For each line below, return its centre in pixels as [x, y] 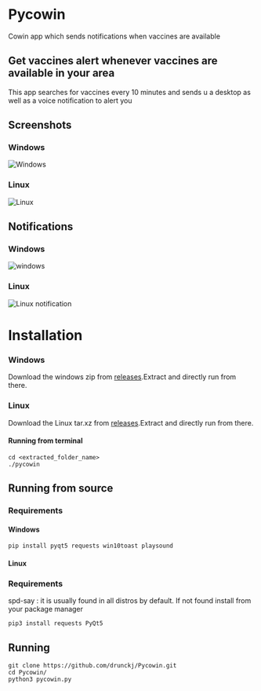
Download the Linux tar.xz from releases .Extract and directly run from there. [131, 422]
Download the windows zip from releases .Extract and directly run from [122, 377]
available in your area [62, 73]
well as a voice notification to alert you [70, 101]
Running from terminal [45, 441]
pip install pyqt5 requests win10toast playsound [91, 546]
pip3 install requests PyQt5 [56, 623]
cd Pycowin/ [27, 672]
